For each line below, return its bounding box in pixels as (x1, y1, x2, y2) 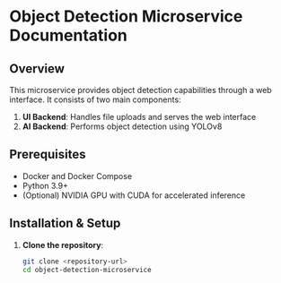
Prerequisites (9, 147, 86, 162)
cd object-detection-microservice (22, 265, 152, 274)
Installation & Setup (9, 216, 121, 231)
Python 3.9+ (22, 180, 69, 191)
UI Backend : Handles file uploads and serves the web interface (22, 112, 257, 122)
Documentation (9, 25, 128, 46)
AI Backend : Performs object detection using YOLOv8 (22, 121, 223, 132)
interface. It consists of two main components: (9, 94, 181, 105)
